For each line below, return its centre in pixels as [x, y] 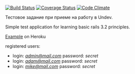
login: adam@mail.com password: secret [55, 61]
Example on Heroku [26, 37]
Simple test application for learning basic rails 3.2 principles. [68, 27]
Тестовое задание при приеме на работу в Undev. [59, 17]
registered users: [23, 46]
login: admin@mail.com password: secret [55, 56]
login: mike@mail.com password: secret [54, 66]
